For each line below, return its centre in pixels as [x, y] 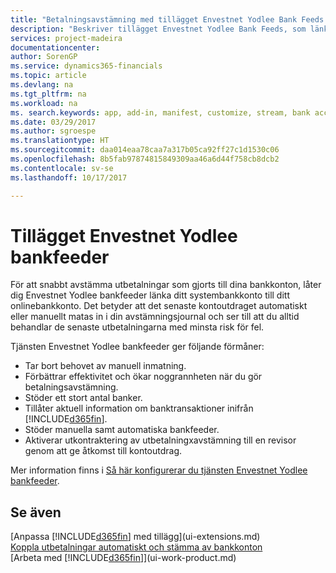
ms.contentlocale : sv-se [62, 168]
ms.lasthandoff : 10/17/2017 [69, 177]
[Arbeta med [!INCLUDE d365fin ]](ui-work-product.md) [123, 558]
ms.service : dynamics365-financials [86, 66]
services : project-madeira [66, 38]
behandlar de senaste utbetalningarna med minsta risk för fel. [137, 327]
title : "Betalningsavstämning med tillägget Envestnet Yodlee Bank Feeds [167, 19]
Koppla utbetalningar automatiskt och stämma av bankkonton [136, 547]
